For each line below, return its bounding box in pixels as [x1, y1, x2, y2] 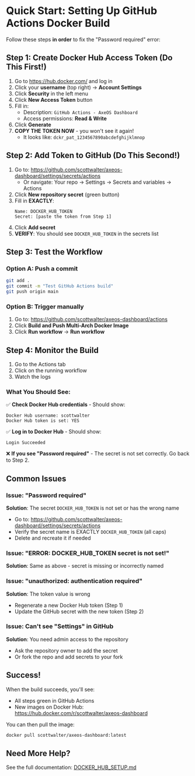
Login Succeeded [6, 440, 46, 446]
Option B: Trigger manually [6, 303, 84, 311]
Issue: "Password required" [6, 491, 86, 499]
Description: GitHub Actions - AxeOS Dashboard [23, 108, 138, 115]
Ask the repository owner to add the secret [14, 647, 118, 654]
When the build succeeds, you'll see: [6, 686, 95, 693]
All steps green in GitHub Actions [14, 697, 95, 704]
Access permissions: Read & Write [23, 115, 107, 122]
